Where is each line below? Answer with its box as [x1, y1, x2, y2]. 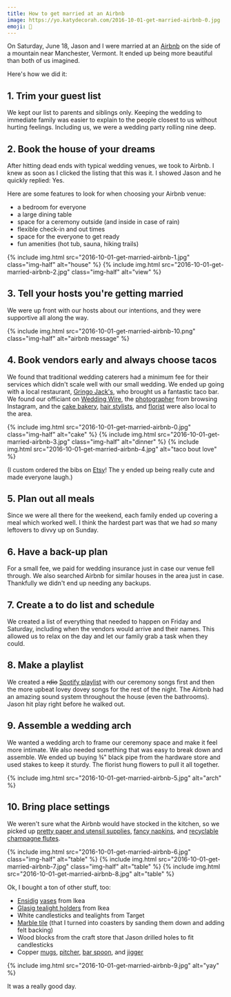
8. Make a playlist [7, 660, 84, 671]
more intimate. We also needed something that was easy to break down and [7, 745, 223, 754]
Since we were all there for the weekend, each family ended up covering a [7, 511, 219, 519]
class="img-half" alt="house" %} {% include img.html [7, 261, 161, 268]
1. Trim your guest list [7, 90, 101, 102]
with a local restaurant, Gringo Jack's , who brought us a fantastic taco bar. [7, 387, 219, 395]
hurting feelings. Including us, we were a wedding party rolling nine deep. [7, 123, 216, 131]
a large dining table [17, 210, 72, 218]
